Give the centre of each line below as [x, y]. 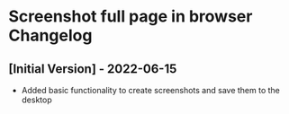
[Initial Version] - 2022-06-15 [93, 69]
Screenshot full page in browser [131, 17]
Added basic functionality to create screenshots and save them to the [150, 90]
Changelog [50, 35]
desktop [37, 100]
